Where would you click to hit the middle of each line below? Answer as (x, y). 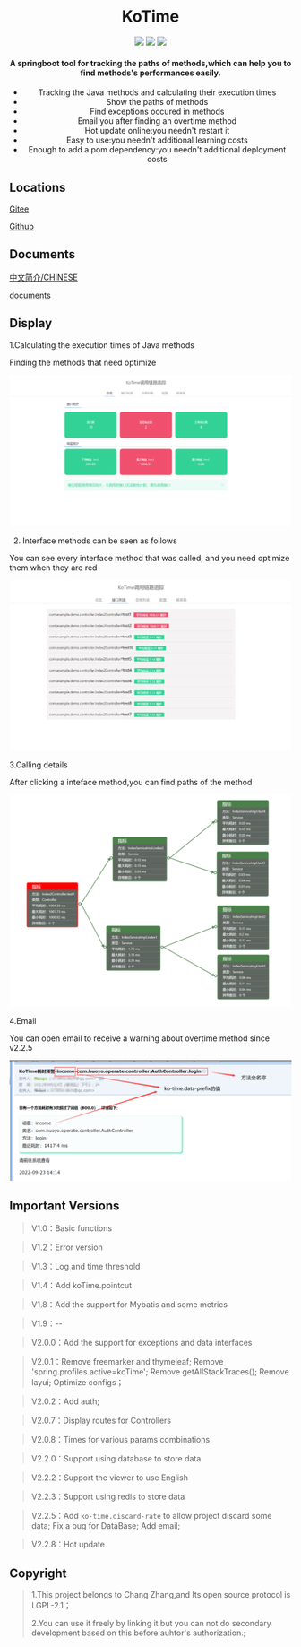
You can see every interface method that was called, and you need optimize (150, 558)
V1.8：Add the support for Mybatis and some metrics (129, 1305)
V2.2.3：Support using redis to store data (108, 1497)
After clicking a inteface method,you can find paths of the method (131, 783)
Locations (38, 187)
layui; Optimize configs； (77, 1383)
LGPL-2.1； (51, 1606)
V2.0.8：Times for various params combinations (120, 1440)
